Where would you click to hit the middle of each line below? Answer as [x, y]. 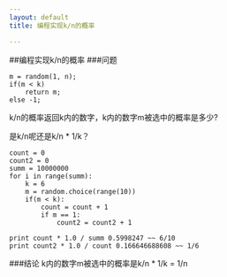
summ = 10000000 [39, 168]
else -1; [25, 100]
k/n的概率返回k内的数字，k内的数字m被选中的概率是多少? [113, 117]
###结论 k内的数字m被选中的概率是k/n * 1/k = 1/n [98, 263]
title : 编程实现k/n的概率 [52, 26]
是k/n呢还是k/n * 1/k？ [49, 136]
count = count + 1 [75, 207]
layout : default [39, 17]
